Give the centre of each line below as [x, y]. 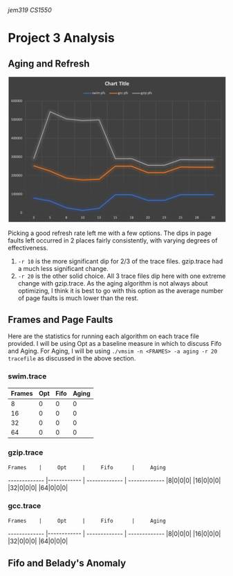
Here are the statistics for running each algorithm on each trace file [104, 336]
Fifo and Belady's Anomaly [67, 563]
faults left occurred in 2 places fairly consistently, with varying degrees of [113, 240]
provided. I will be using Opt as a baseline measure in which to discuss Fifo [115, 344]
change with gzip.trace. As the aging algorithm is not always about [113, 283]
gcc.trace [25, 506]
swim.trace [27, 376]
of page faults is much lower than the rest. [78, 298]
